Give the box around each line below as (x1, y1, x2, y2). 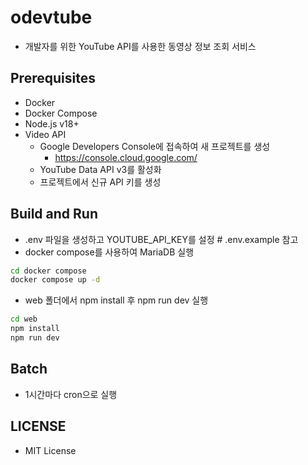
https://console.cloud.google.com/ (54, 151, 198, 163)
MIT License (24, 444, 77, 456)
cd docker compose (10, 266, 87, 276)
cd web (10, 314, 38, 325)
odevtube (10, 6, 93, 29)
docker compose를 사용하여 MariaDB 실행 (24, 246, 195, 258)
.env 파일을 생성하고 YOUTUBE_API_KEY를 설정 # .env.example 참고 (24, 233, 299, 245)
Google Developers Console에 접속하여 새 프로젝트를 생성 (39, 140, 271, 152)
